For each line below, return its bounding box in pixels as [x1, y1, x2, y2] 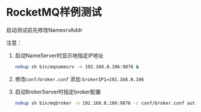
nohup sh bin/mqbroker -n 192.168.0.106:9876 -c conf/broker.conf [14, 100, 185, 106]
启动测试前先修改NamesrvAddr [6, 26, 83, 34]
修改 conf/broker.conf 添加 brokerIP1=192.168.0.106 [14, 75, 144, 83]
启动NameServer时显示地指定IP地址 [14, 52, 104, 59]
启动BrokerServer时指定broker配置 [14, 88, 101, 95]
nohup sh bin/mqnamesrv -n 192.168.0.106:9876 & [14, 63, 139, 69]
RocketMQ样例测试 [6, 5, 102, 19]
